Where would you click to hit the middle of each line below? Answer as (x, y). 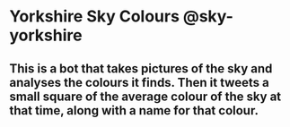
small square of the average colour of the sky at (145, 96)
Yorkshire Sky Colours (94, 17)
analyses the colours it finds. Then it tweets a (139, 82)
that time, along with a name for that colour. (134, 110)
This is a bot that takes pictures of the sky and (141, 68)
